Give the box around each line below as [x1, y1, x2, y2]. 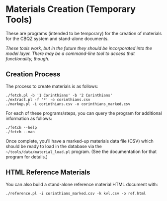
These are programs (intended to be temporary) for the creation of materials [5, 30, 162, 36]
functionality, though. [5, 55, 50, 61]
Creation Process [5, 70, 61, 79]
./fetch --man [5, 129, 35, 134]
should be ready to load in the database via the [5, 143, 102, 149]
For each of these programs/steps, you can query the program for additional [5, 110, 162, 116]
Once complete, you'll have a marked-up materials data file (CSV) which [5, 138, 154, 144]
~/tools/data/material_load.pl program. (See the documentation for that [5, 149, 157, 154]
